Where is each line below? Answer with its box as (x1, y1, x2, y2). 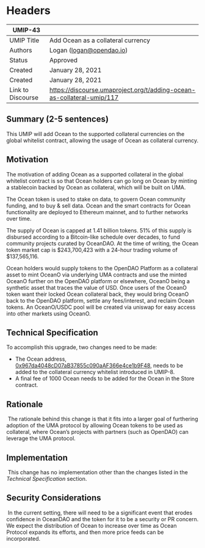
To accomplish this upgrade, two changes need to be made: (6, 344, 157, 351)
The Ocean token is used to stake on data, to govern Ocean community (6, 195, 186, 203)
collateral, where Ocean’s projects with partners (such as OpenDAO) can (6, 428, 189, 436)
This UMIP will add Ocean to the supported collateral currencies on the (6, 130, 185, 137)
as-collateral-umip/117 (49, 93, 119, 101)
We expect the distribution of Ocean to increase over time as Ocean (6, 522, 177, 529)
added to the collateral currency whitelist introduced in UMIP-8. (15, 369, 175, 376)
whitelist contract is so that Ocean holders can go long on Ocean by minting (6, 177, 197, 184)
